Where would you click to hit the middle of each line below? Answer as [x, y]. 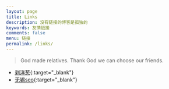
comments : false [26, 33]
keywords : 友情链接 [28, 28]
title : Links [22, 17]
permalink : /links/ [30, 44]
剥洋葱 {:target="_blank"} [44, 72]
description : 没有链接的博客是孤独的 [47, 22]
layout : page [22, 11]
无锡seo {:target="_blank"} [46, 80]
